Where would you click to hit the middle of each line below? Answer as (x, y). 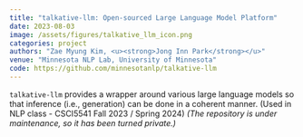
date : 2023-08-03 (42, 26)
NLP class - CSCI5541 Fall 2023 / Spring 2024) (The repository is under (143, 113)
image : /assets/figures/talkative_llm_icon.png (101, 34)
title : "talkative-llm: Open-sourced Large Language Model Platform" (144, 18)
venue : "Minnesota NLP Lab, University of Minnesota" (113, 60)
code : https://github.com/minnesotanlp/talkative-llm (113, 69)
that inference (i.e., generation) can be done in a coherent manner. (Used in (151, 103)
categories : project (49, 43)
